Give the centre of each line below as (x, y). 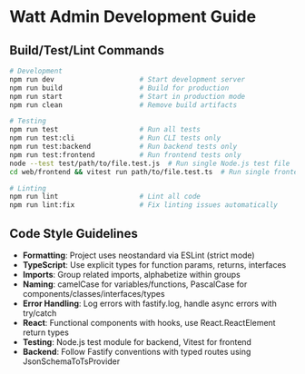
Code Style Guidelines (74, 233)
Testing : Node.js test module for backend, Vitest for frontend (137, 341)
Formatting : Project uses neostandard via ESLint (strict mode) (139, 255)
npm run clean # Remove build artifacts (123, 105)
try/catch (39, 313)
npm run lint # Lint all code (105, 197)
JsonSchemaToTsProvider (71, 361)
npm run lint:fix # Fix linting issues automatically (144, 205)
